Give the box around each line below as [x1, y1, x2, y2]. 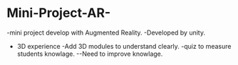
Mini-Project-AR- [6, 5, 111, 21]
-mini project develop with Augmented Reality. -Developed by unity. [6, 28, 206, 37]
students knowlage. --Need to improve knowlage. [16, 49, 163, 58]
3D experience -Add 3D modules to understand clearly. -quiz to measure [16, 42, 232, 50]
